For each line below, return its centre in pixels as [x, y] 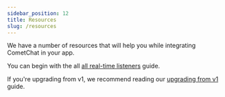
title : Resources [32, 20]
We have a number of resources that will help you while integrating [102, 46]
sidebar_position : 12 [38, 13]
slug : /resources [32, 26]
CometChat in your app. [41, 53]
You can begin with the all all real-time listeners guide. [84, 66]
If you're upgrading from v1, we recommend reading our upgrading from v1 [113, 79]
